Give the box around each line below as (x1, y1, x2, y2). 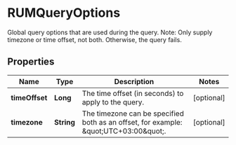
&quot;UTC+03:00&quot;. (81, 126, 166, 136)
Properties (7, 56, 55, 68)
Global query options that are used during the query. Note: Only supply (7, 28, 213, 36)
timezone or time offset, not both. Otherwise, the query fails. (7, 35, 183, 43)
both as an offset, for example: (81, 117, 183, 127)
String (53, 117, 76, 127)
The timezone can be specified (81, 109, 184, 118)
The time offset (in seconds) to (81, 88, 184, 98)
